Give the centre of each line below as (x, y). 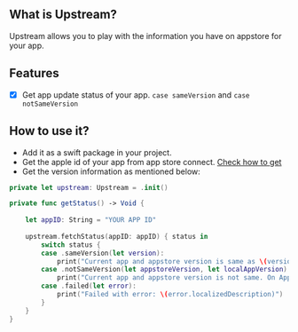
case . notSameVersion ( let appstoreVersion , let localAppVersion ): (166, 270)
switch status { (71, 245)
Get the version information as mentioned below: (111, 171)
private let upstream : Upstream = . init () (89, 187)
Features (34, 73)
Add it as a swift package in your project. (97, 152)
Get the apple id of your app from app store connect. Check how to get (152, 162)
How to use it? (49, 131)
